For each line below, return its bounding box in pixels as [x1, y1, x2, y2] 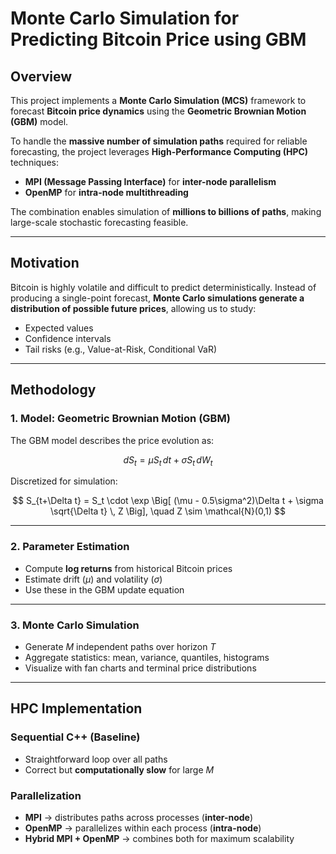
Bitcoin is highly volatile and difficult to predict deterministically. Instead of [10, 281, 317, 293]
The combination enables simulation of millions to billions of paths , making [10, 206, 322, 217]
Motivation [10, 255, 80, 272]
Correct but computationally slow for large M [24, 763, 215, 776]
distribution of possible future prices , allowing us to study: [10, 302, 257, 314]
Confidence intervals [24, 332, 112, 344]
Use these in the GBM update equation [24, 583, 185, 596]
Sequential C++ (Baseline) [10, 730, 141, 744]
